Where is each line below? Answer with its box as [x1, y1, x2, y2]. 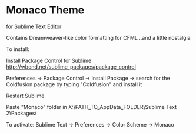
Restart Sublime [6, 92, 45, 99]
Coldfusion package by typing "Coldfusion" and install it [6, 80, 142, 88]
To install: [6, 45, 29, 53]
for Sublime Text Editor [6, 23, 62, 30]
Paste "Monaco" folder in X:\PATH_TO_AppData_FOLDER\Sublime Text [6, 103, 177, 110]
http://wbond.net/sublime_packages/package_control [6, 63, 137, 70]
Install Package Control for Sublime [6, 57, 92, 64]
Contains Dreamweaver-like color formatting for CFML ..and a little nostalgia [6, 34, 191, 41]
